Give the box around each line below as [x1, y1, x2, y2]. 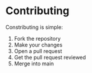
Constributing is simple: [5, 24, 63, 31]
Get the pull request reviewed [14, 54, 86, 61]
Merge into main [14, 60, 54, 67]
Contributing [5, 4, 70, 18]
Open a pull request [14, 47, 63, 54]
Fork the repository [14, 35, 61, 42]
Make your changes [14, 41, 63, 48]
